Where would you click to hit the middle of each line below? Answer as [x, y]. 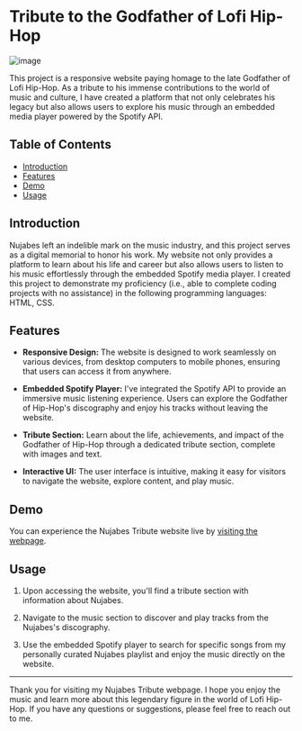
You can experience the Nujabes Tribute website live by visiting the [134, 531]
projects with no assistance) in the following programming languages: [138, 293]
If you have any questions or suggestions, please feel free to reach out [160, 709]
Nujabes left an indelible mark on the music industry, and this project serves [150, 245]
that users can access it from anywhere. [97, 372]
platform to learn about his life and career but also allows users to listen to [147, 264]
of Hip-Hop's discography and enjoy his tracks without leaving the [145, 408]
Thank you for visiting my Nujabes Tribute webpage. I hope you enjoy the [145, 690]
